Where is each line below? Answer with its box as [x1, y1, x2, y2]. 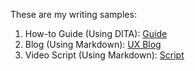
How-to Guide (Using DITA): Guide [24, 28, 168, 39]
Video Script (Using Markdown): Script [24, 49, 185, 61]
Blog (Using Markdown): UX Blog [24, 39, 162, 50]
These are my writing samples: [10, 9, 137, 20]
